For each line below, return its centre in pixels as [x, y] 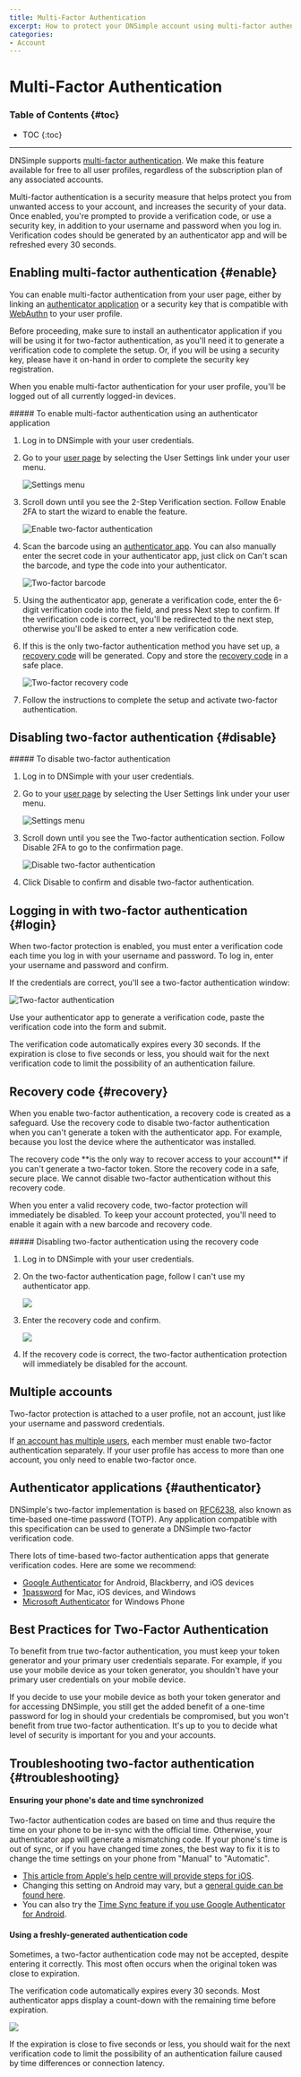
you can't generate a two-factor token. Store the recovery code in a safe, [144, 1168]
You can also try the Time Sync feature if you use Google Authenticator [154, 1905]
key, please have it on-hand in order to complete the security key [129, 359]
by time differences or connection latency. [87, 2064]
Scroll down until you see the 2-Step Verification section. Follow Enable [154, 502]
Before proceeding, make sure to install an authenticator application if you [146, 331]
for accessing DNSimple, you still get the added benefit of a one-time [138, 1706]
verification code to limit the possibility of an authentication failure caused [146, 2054]
